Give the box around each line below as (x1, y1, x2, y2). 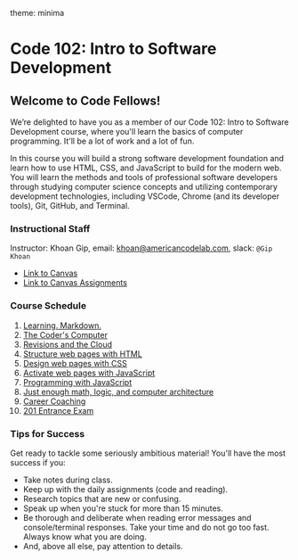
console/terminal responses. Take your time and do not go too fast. (22, 522, 270, 532)
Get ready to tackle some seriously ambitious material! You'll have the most (10, 448, 286, 458)
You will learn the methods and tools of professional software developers (10, 172, 278, 182)
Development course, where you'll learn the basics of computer (10, 127, 244, 136)
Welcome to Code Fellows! (10, 93, 161, 108)
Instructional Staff (10, 222, 91, 235)
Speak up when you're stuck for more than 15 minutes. (22, 503, 223, 514)
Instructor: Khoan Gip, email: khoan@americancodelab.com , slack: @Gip (10, 243, 273, 253)
